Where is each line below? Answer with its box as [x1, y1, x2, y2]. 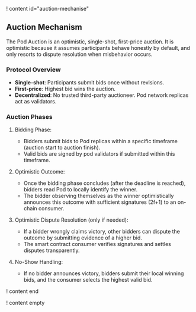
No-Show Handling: [14, 259, 63, 266]
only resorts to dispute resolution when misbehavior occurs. [6, 51, 153, 58]
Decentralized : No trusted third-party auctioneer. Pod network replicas [14, 92, 189, 99]
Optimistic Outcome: [14, 168, 65, 175]
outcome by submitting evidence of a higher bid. [23, 234, 142, 241]
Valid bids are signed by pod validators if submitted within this [23, 150, 175, 157]
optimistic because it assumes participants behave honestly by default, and [6, 44, 191, 51]
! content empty [6, 300, 45, 307]
